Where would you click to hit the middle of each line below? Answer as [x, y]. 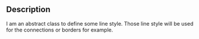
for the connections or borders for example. [60, 30]
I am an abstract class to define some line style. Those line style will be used [100, 23]
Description [28, 10]
